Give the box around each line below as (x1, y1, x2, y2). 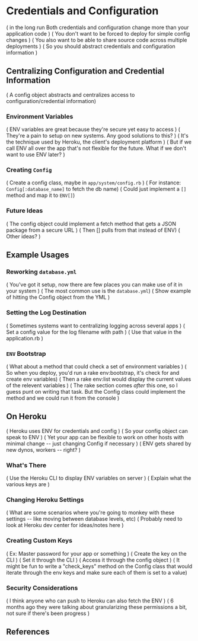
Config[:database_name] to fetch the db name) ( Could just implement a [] (6, 186, 187, 193)
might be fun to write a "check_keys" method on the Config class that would (6, 562, 193, 570)
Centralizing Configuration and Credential (6, 66, 165, 76)
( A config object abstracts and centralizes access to (6, 91, 135, 98)
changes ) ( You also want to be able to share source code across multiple (6, 36, 188, 43)
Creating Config (6, 165, 52, 174)
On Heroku (6, 412, 47, 422)
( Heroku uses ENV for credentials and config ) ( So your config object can (6, 427, 189, 434)
